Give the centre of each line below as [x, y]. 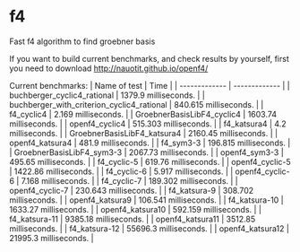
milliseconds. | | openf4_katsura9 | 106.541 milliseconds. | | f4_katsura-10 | [146, 200]
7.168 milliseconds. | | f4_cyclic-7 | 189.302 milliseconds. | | [130, 180]
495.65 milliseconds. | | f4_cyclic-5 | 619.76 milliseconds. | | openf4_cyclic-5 [150, 161]
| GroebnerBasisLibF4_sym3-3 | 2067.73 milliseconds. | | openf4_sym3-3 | [146, 152]
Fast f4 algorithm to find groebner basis [82, 41]
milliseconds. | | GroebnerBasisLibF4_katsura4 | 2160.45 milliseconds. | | [144, 133]
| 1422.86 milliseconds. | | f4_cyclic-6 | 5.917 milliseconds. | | [121, 171]
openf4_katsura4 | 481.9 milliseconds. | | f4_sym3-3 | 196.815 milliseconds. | [150, 143]
